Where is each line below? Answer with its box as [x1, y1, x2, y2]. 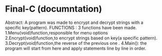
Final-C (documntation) [5, 3, 102, 15]
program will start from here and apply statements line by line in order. [5, 45, 146, 51]
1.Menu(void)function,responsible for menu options [5, 30, 108, 36]
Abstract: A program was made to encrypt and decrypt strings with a [5, 19, 143, 25]
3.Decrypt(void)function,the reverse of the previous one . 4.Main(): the [5, 40, 147, 46]
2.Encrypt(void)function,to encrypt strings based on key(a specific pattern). [5, 35, 158, 41]
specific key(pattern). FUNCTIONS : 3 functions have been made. [5, 24, 137, 30]
